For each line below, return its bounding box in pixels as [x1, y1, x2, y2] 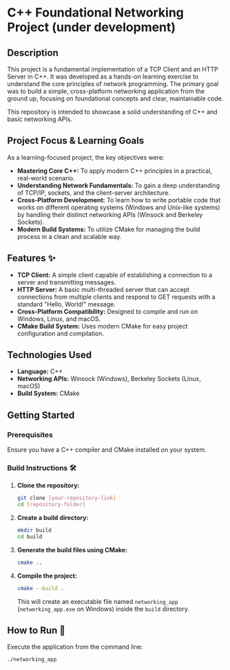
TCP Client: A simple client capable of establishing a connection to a [17, 271, 213, 279]
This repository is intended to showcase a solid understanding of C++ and [7, 108, 218, 116]
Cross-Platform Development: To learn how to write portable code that [17, 196, 221, 204]
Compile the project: [17, 572, 78, 580]
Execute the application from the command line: [7, 642, 143, 651]
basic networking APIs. [7, 115, 73, 123]
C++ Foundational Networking [7, 5, 185, 21]
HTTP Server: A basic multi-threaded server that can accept [17, 285, 189, 293]
